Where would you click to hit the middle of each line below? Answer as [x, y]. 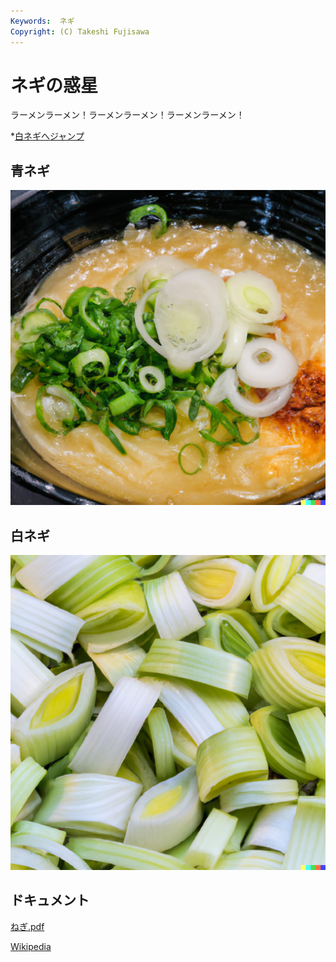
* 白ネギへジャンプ [47, 136]
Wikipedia [31, 946]
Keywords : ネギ [42, 21]
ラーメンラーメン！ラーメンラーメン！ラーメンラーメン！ [127, 115]
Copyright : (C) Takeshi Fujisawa [80, 31]
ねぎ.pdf [27, 926]
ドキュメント [50, 900]
